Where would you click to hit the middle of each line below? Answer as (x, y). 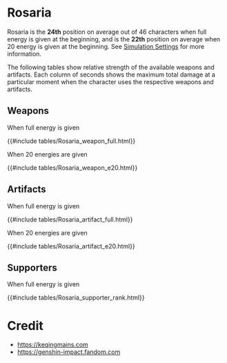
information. (24, 54)
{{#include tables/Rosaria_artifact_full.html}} (70, 219)
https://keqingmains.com (52, 345)
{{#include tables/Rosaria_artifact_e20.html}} (71, 246)
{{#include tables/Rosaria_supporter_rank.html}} (76, 297)
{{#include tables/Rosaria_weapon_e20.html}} (72, 168)
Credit (25, 325)
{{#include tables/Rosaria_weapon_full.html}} (71, 141)
